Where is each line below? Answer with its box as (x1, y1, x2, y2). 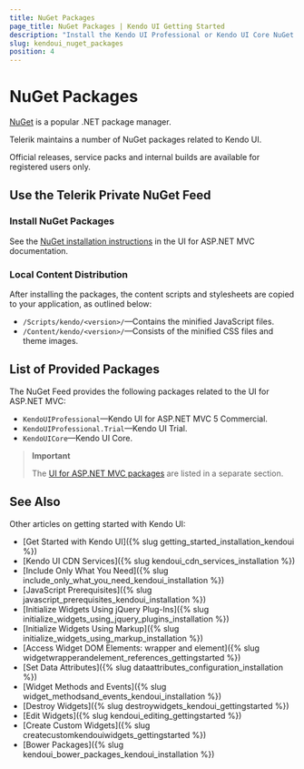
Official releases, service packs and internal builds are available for (9, 152, 260, 163)
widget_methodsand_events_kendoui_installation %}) (22, 691, 222, 702)
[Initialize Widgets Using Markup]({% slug (22, 622, 180, 633)
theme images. (22, 336, 79, 347)
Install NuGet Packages (9, 215, 115, 228)
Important (31, 450, 71, 460)
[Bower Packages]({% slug (22, 739, 124, 750)
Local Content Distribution (9, 268, 129, 280)
